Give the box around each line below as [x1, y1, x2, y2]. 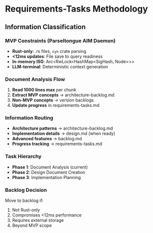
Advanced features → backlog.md [12, 136, 82, 142]
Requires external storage [12, 217, 64, 223]
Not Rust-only [12, 207, 40, 213]
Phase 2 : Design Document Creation [12, 169, 85, 175]
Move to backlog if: [5, 198, 44, 203]
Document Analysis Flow [5, 76, 66, 83]
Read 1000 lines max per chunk [12, 87, 77, 93]
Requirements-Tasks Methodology [5, 3, 148, 15]
